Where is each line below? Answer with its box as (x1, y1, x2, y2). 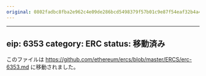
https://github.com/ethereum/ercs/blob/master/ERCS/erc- (45, 56, 192, 63)
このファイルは (6, 56, 44, 63)
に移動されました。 (30, 63, 79, 71)
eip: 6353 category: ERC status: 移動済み (6, 39, 166, 49)
